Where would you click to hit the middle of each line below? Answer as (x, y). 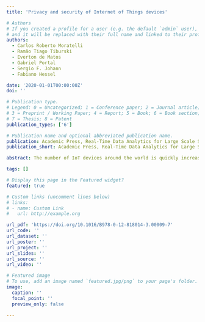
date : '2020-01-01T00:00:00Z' (45, 85)
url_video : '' (24, 265)
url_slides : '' (26, 253)
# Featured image (28, 276)
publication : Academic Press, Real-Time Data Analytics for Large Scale (101, 141)
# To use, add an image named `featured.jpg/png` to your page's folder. (102, 282)
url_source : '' (26, 259)
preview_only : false (38, 304)
